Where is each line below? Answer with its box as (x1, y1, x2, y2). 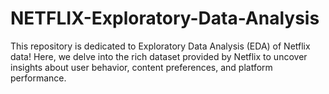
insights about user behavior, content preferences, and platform (10, 61, 273, 73)
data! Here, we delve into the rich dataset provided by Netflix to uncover (10, 50, 308, 62)
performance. (10, 72, 67, 84)
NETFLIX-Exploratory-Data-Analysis (10, 7, 320, 30)
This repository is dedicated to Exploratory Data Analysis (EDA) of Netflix (10, 40, 311, 52)
